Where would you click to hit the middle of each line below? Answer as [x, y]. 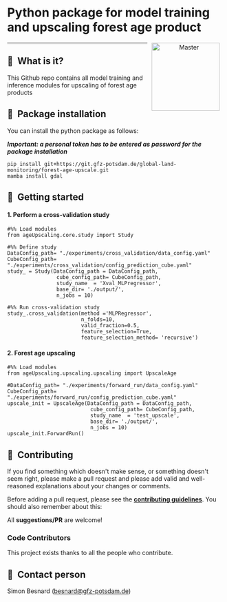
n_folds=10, [98, 320]
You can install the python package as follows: [73, 131]
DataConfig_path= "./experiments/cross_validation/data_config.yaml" [109, 253]
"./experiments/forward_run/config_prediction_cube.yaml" [92, 397]
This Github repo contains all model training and [75, 78]
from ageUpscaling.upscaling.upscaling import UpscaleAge [92, 373]
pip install [24, 164]
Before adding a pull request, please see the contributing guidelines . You [112, 499]
